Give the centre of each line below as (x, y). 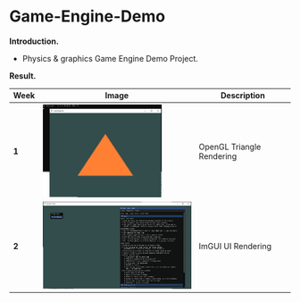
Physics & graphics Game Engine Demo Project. (110, 58)
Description (242, 96)
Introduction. (34, 41)
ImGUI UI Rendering (235, 246)
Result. (23, 75)
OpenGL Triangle (230, 147)
